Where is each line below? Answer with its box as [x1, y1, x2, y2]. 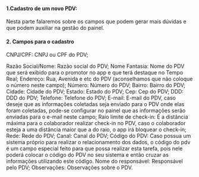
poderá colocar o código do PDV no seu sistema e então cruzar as [6, 151, 169, 159]
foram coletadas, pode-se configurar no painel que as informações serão [6, 107, 186, 114]
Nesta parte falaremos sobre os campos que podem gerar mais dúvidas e [6, 18, 187, 25]
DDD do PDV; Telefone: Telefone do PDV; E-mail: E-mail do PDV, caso [6, 94, 176, 101]
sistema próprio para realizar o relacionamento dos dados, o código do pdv [6, 139, 191, 146]
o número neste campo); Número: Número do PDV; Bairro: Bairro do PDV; [6, 82, 186, 89]
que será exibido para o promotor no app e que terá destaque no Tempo [6, 69, 183, 76]
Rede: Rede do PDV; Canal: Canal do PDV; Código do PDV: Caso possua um [6, 132, 191, 139]
